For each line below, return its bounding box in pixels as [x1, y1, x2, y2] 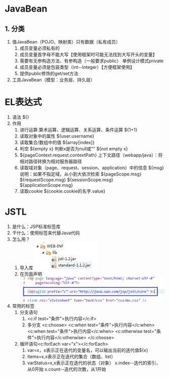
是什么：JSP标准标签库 [12, 223, 61, 229]
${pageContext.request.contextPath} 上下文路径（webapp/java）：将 [19, 152, 163, 158]
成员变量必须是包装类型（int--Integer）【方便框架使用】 [19, 64, 135, 70]
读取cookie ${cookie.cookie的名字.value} [19, 188, 106, 194]
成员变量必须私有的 [19, 45, 60, 51]
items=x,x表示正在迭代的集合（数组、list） [27, 354, 116, 360]
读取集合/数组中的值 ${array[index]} [19, 139, 95, 145]
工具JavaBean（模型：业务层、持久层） [12, 77, 95, 82]
